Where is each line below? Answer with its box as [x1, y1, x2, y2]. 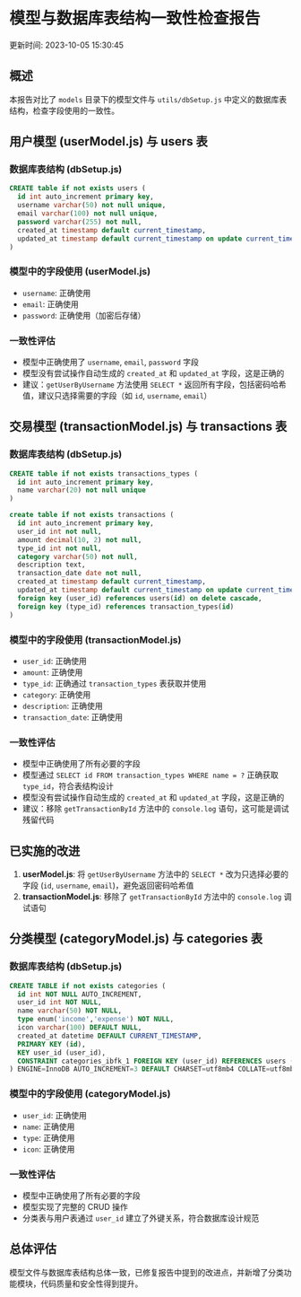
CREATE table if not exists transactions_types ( [9, 469, 199, 478]
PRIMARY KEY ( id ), [17, 1039, 87, 1048]
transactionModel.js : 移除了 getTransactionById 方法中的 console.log [21, 891, 282, 902]
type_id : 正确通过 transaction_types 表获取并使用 [21, 678, 207, 688]
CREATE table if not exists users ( [9, 184, 146, 193]
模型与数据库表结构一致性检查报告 [9, 8, 262, 29]
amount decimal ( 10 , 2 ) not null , [17, 535, 142, 544]
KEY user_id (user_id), [17, 1047, 106, 1057]
